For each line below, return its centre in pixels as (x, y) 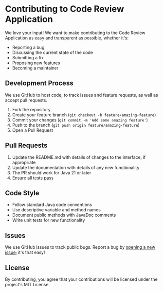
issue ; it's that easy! (25, 252)
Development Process (39, 83)
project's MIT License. (27, 284)
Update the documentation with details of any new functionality (76, 167)
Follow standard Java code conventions (52, 205)
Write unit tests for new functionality (48, 220)
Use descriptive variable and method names (56, 210)
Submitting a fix (28, 57)
